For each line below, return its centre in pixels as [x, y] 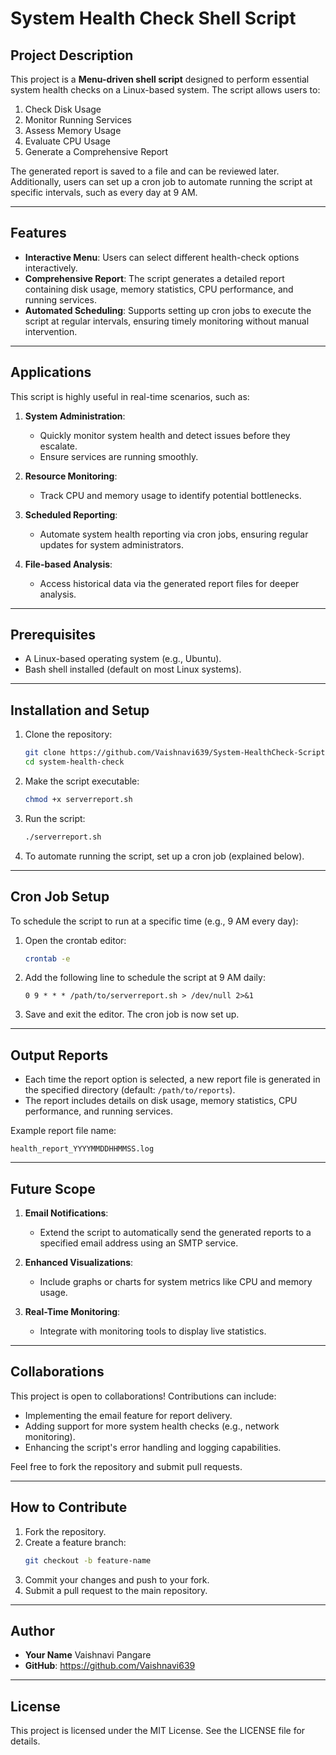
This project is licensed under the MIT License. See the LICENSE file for [158, 1731]
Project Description [72, 55]
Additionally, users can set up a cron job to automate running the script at [161, 181]
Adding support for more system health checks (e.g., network [152, 1426]
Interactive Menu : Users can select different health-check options [162, 257]
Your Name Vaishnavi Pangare [88, 1655]
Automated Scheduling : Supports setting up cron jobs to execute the [168, 310]
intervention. [51, 331]
